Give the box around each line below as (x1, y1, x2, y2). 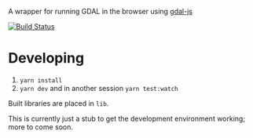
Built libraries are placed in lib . (8, 98, 109, 108)
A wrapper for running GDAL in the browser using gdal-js (8, 7, 192, 16)
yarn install (19, 76, 63, 85)
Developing (8, 49, 85, 67)
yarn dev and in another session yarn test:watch (19, 83, 178, 93)
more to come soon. (8, 122, 73, 132)
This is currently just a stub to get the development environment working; (8, 114, 246, 123)
